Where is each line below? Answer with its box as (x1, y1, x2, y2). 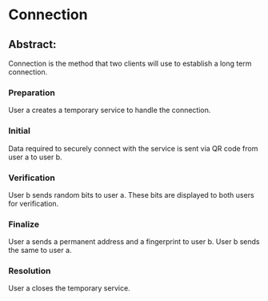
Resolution (8, 266, 51, 277)
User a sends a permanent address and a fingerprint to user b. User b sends (8, 237, 260, 247)
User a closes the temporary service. (8, 283, 130, 293)
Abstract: (8, 38, 57, 51)
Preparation (8, 86, 56, 98)
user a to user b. (8, 152, 62, 162)
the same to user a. (8, 246, 72, 255)
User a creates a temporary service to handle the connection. (8, 106, 211, 115)
